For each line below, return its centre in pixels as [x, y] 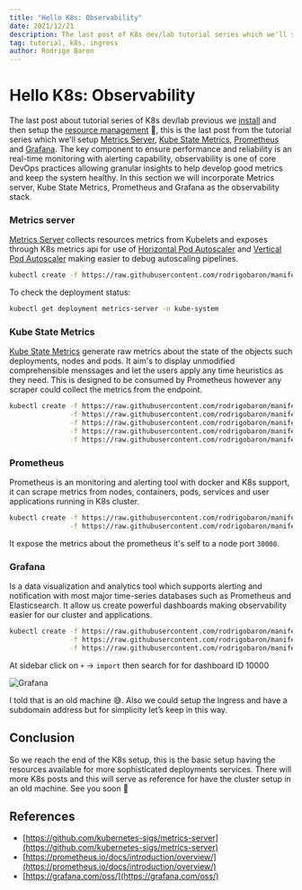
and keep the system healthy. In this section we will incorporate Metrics [142, 178]
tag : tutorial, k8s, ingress [64, 43]
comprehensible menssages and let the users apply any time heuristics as [147, 370]
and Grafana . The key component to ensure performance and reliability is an [151, 149]
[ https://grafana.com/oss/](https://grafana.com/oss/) [120, 877]
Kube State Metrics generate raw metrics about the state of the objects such [151, 352]
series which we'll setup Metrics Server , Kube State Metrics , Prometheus [144, 139]
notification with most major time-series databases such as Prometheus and [151, 596]
